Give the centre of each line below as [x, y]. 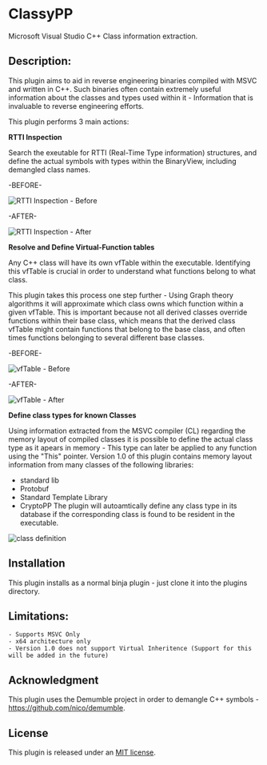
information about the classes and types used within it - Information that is [131, 98]
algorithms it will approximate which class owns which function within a [126, 303]
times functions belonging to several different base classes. [107, 338]
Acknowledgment [54, 680]
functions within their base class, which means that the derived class [122, 320]
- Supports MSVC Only [44, 635]
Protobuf [34, 488]
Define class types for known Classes [72, 415]
